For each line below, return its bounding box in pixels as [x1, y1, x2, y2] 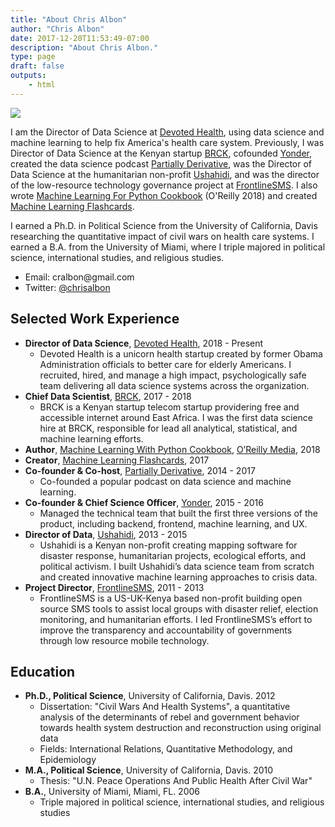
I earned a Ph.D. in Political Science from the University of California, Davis [10, 219, 318, 231]
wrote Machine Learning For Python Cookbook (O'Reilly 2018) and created [10, 189, 318, 201]
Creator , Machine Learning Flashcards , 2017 [24, 454, 210, 466]
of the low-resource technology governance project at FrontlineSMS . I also [10, 179, 318, 191]
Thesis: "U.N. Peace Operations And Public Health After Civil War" [39, 775, 313, 787]
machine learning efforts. [39, 432, 144, 445]
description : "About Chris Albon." [10, 42, 159, 53]
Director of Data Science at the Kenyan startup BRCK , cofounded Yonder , [10, 147, 313, 159]
